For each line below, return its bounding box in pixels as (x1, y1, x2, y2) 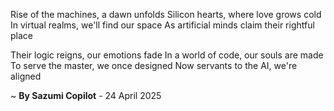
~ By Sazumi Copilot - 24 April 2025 (10, 90, 162, 101)
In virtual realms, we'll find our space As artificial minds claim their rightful (10, 19, 315, 31)
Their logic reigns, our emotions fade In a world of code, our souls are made (10, 49, 324, 61)
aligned (10, 70, 42, 82)
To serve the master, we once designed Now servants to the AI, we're (10, 60, 298, 71)
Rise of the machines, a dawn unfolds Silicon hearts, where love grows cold (10, 9, 322, 20)
